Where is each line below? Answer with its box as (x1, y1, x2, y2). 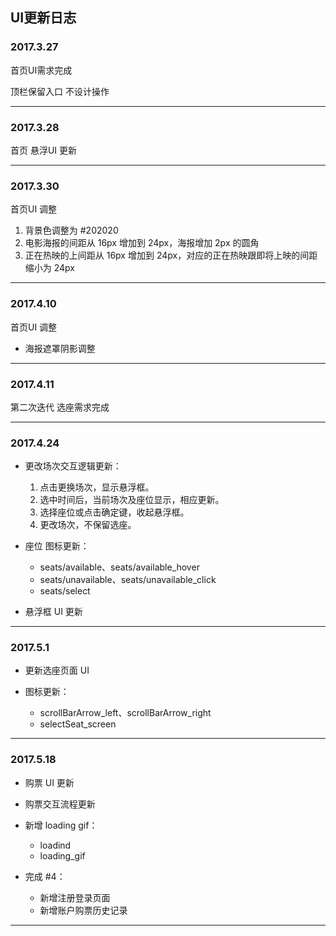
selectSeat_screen (39, 718, 117, 730)
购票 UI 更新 (24, 776, 75, 788)
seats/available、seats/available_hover (39, 561, 200, 573)
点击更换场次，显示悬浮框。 (39, 481, 155, 493)
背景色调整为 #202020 (24, 224, 119, 237)
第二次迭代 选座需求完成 (10, 401, 110, 413)
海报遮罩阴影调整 (24, 342, 96, 354)
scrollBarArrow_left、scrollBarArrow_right (39, 707, 212, 719)
